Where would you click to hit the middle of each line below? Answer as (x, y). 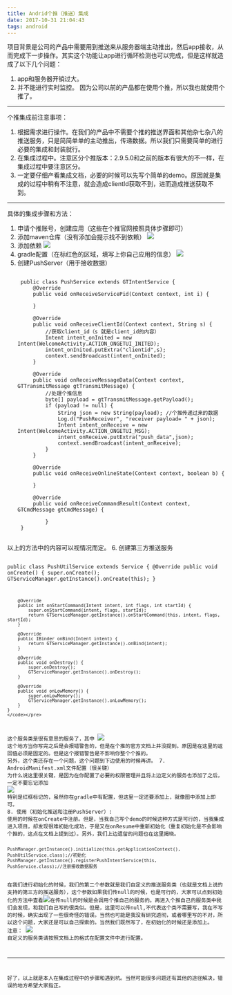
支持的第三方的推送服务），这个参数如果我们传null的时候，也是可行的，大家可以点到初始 (115, 892)
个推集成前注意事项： (37, 118)
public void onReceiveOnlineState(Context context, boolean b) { (129, 474)
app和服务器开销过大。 (50, 79)
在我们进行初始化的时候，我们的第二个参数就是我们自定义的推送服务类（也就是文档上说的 (115, 885)
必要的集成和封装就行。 (50, 149)
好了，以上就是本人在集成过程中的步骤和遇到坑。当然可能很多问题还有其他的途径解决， (113, 978)
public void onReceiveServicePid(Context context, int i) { (121, 295)
